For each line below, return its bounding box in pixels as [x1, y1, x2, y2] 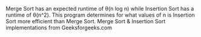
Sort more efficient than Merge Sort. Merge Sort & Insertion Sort [5, 18, 166, 24]
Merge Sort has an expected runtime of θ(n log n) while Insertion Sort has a [5, 5, 194, 12]
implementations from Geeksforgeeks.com [5, 24, 113, 31]
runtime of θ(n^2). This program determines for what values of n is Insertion [5, 11, 195, 18]
